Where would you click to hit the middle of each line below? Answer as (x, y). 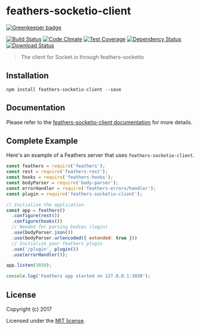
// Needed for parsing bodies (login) (60, 227)
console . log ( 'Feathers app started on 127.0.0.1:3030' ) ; (79, 276)
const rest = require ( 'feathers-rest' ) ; (57, 172)
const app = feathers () (36, 210)
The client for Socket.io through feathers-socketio (82, 57)
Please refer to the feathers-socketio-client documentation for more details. (99, 122)
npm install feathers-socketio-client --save (64, 90)
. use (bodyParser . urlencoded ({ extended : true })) (74, 238)
